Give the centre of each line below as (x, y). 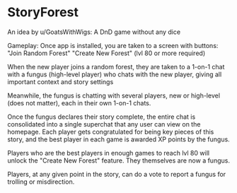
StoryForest (43, 12)
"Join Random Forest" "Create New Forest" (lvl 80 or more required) (106, 53)
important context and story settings (60, 81)
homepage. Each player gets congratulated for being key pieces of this (111, 131)
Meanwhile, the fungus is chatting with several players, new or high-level (114, 95)
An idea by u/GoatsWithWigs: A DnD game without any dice (94, 32)
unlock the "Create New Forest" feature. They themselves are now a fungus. (118, 160)
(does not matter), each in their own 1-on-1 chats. (79, 103)
